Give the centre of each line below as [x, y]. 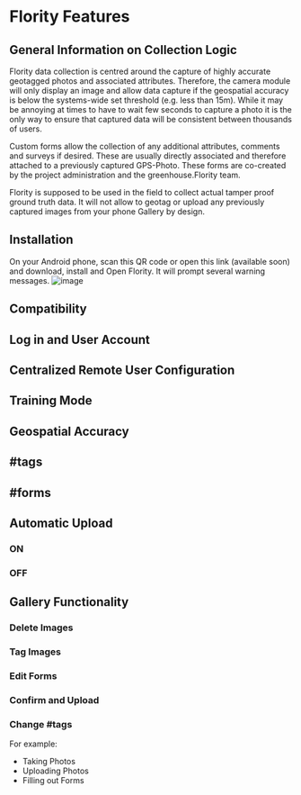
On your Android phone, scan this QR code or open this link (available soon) [150, 261]
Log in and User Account [80, 339]
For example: [34, 744]
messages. [30, 280]
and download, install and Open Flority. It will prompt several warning [137, 271]
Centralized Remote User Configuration [122, 370]
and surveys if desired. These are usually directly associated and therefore [148, 156]
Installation [41, 240]
